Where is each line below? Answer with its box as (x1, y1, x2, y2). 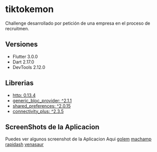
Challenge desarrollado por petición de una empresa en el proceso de (5, 20, 150, 26)
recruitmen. (5, 25, 29, 31)
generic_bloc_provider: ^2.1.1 (12, 97, 72, 104)
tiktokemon (5, 4, 54, 15)
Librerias (5, 79, 34, 88)
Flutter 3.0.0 (12, 53, 38, 59)
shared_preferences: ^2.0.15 (12, 103, 71, 109)
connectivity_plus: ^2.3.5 (12, 108, 64, 114)
